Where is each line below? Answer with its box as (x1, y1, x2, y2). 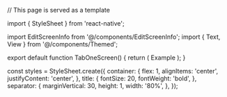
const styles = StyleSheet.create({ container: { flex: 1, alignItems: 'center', (7, 67, 219, 75)
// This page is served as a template (7, 6, 110, 14)
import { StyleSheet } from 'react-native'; (7, 19, 125, 27)
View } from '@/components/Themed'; (7, 40, 118, 48)
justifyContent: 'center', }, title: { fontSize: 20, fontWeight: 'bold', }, (7, 74, 197, 82)
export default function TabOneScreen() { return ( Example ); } (7, 53, 186, 62)
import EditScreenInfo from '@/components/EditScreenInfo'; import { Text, (7, 33, 221, 41)
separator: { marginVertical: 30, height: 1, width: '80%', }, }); (7, 82, 179, 89)
